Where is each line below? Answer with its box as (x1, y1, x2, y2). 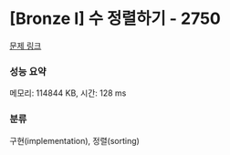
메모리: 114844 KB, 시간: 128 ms (9, 88, 127, 98)
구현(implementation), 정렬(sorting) (9, 135, 140, 146)
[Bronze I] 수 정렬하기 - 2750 (9, 8, 221, 29)
